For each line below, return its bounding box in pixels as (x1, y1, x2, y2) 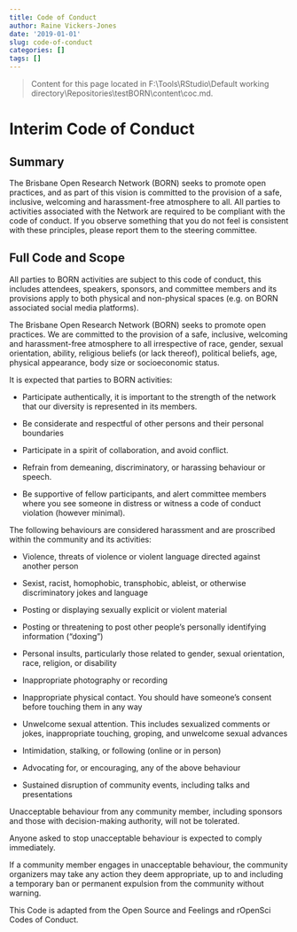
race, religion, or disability (21, 657, 117, 668)
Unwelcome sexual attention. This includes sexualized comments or (21, 718, 270, 729)
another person (21, 560, 79, 571)
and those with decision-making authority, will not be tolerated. (9, 815, 240, 826)
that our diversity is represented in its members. (21, 401, 198, 411)
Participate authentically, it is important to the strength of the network (21, 391, 277, 402)
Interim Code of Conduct (9, 119, 195, 139)
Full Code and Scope (9, 250, 126, 266)
